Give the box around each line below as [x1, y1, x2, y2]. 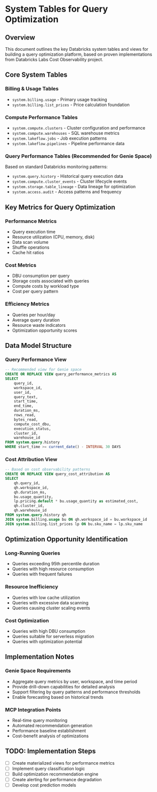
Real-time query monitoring [12, 717, 68, 723]
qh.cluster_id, [14, 503, 45, 509]
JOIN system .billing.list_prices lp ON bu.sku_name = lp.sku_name [5, 521, 143, 526]
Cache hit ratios [12, 249, 44, 255]
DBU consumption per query [12, 273, 70, 279]
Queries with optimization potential [12, 639, 82, 644]
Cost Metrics [5, 261, 37, 268]
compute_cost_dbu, [14, 422, 51, 427]
